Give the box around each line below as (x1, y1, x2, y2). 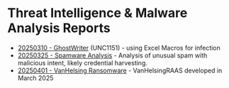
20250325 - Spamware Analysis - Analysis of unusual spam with (17, 51, 208, 60)
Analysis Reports (7, 20, 111, 36)
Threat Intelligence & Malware (7, 5, 188, 21)
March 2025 (17, 73, 54, 82)
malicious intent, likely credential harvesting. (17, 58, 147, 67)
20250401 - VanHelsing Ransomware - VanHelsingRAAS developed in (17, 66, 223, 75)
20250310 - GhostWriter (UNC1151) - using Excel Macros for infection (17, 43, 221, 52)
